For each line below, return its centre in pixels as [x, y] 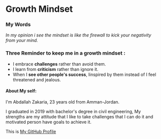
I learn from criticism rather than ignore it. [55, 69]
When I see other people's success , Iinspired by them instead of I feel [84, 74]
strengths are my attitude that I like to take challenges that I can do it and [80, 116]
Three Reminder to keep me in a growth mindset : [65, 53]
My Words [18, 25]
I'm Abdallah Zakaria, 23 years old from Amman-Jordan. [63, 102]
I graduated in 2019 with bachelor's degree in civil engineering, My [73, 111]
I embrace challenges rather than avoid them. [59, 64]
